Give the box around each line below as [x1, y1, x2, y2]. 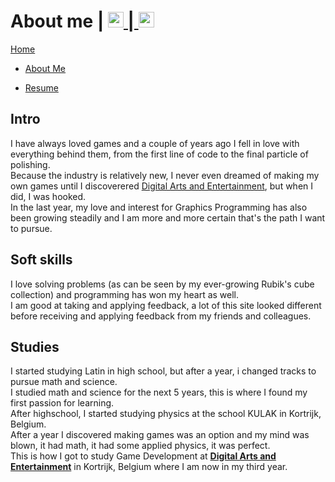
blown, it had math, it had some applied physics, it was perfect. [10, 440, 271, 452]
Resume [24, 81, 59, 94]
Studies [10, 338, 60, 355]
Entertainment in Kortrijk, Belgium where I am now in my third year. [10, 461, 288, 473]
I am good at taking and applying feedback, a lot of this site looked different [10, 299, 322, 311]
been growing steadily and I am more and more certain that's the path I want [10, 211, 326, 224]
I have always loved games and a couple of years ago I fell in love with [10, 137, 300, 149]
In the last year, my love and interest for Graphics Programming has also [10, 201, 308, 213]
